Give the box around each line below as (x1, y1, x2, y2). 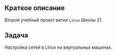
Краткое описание (4, 4, 65, 12)
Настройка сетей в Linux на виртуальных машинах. (4, 44, 113, 50)
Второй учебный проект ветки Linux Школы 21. (4, 17, 103, 23)
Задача (4, 31, 28, 40)
